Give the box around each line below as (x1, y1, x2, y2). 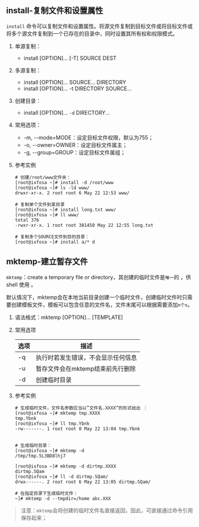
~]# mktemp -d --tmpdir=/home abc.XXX (14, 496, 111, 501)
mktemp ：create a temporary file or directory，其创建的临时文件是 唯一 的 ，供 (6, 273, 191, 280)
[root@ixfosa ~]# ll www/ (14, 212, 79, 218)
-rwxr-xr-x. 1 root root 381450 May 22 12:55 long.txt (14, 222, 154, 228)
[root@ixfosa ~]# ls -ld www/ (14, 185, 90, 191)
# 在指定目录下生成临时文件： (14, 490, 78, 496)
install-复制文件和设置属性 (6, 5, 103, 16)
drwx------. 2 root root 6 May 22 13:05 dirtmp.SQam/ (14, 479, 151, 485)
